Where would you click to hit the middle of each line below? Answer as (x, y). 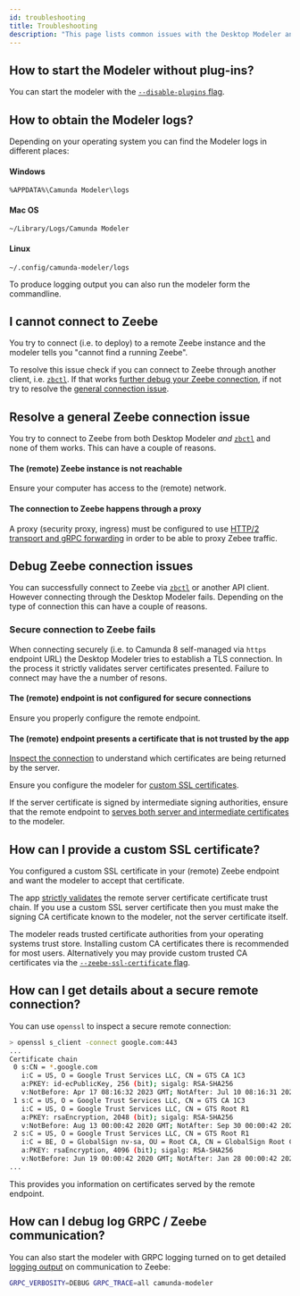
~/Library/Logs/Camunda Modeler (69, 229)
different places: (39, 151)
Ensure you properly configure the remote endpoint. (105, 718)
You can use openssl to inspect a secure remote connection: (121, 1026)
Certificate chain (43, 1059)
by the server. (35, 768)
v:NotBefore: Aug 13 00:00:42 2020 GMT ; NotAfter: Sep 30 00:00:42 (149, 1125)
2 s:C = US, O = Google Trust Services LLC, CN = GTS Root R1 (131, 1134)
